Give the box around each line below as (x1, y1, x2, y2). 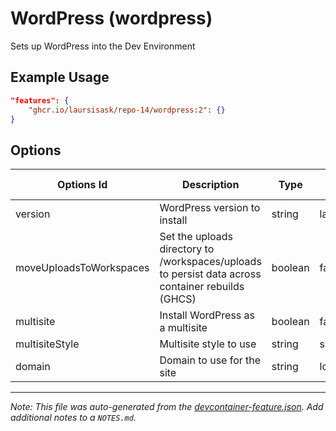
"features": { (10, 95, 70, 106)
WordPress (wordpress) (10, 7, 213, 30)
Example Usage (10, 69, 110, 86)
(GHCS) (159, 292, 197, 306)
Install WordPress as (159, 308, 255, 322)
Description (181, 178, 240, 192)
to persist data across (159, 267, 262, 281)
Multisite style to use (159, 337, 257, 351)
